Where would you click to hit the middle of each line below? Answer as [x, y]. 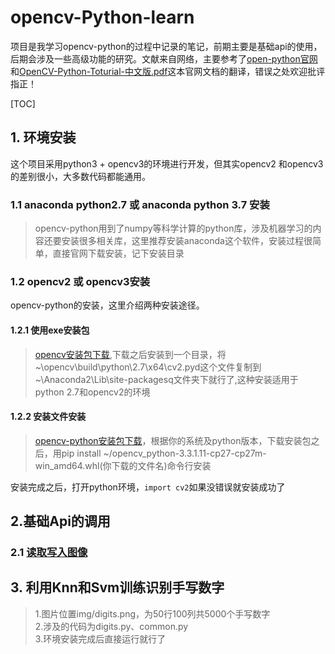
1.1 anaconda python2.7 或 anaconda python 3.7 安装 [140, 204]
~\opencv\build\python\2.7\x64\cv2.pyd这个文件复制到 [148, 367]
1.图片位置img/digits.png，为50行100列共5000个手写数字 [152, 613]
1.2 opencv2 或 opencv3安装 [80, 281]
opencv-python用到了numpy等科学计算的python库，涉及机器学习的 [173, 228]
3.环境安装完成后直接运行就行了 [100, 638]
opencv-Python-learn [102, 17]
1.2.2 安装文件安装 [48, 417]
